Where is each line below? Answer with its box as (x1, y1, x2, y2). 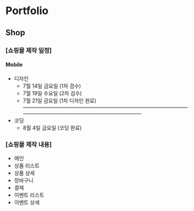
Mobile (5, 61, 23, 68)
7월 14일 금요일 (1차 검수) (22, 82, 81, 89)
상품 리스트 (14, 162, 40, 169)
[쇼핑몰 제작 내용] (5, 140, 52, 148)
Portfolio (5, 4, 49, 18)
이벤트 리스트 (14, 192, 45, 198)
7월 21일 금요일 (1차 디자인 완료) (22, 97, 97, 104)
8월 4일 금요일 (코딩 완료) (22, 124, 82, 131)
